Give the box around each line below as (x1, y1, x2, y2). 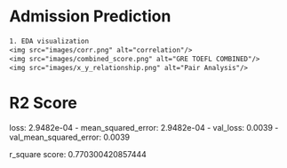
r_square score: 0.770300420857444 (9, 148, 147, 159)
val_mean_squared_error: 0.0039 (9, 132, 131, 142)
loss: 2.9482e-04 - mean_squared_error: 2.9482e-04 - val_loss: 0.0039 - (9, 122, 279, 132)
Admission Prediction (9, 6, 171, 27)
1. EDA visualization (9, 36, 90, 45)
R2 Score (9, 93, 78, 113)
